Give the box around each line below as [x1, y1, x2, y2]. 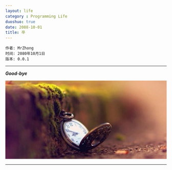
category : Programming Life [5, 13, 68, 19]
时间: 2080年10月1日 [5, 51, 45, 56]
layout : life [5, 8, 33, 13]
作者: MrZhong [5, 46, 34, 51]
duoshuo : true [5, 19, 36, 24]
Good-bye [5, 70, 28, 77]
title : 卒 [5, 30, 26, 35]
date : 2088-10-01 [5, 25, 42, 30]
